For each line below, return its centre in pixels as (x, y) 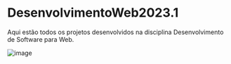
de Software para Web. (41, 39)
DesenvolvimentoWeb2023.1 (93, 13)
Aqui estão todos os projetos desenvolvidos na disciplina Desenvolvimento (115, 32)
